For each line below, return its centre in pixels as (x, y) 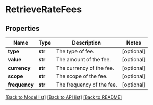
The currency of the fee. (85, 68)
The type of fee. (75, 51)
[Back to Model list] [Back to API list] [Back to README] (64, 97)
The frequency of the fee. (86, 85)
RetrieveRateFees (44, 9)
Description (87, 43)
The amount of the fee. (83, 60)
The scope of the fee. (82, 76)
